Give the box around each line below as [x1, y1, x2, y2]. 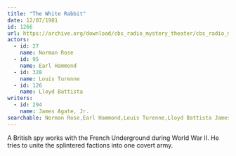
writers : [7, 95, 33, 102]
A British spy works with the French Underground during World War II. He [7, 134, 219, 142]
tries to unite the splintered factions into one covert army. [7, 141, 173, 149]
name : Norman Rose [20, 50, 74, 57]
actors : [7, 36, 30, 43]
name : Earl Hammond [20, 62, 77, 69]
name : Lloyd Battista [20, 88, 83, 95]
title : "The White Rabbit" [7, 10, 86, 17]
